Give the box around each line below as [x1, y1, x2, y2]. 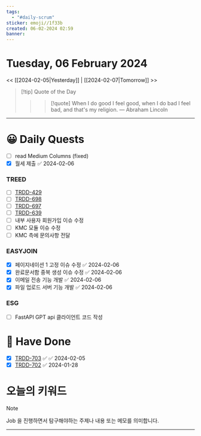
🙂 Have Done [6, 334, 71, 348]
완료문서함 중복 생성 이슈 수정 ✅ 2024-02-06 [14, 269, 123, 276]
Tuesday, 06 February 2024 [6, 57, 148, 71]
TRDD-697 [14, 202, 42, 209]
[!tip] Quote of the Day [20, 88, 77, 96]
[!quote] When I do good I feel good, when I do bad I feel [50, 100, 191, 107]
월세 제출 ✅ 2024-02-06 [14, 160, 75, 167]
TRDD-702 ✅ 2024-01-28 [14, 361, 78, 368]
